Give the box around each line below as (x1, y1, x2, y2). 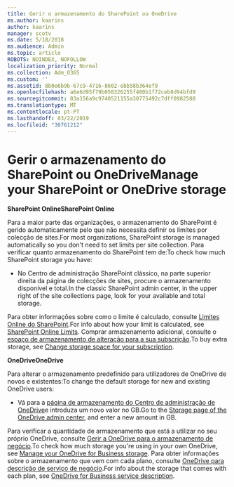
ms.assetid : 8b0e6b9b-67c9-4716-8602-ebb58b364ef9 (7, 82, 158, 89)
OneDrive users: (7, 384, 55, 394)
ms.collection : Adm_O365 (7, 69, 80, 76)
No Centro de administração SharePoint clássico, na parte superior (17, 269, 212, 278)
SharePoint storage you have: (7, 256, 92, 264)
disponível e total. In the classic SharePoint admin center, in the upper (17, 284, 217, 292)
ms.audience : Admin (7, 43, 64, 50)
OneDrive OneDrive (7, 356, 64, 365)
